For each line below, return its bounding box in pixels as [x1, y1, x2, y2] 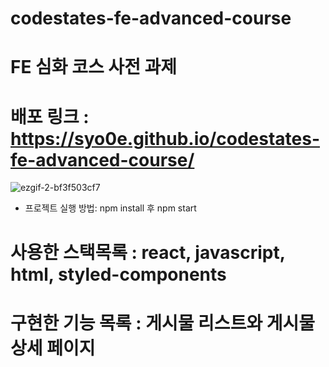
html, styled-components [10, 263, 227, 286]
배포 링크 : [10, 105, 90, 128]
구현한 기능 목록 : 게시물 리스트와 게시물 [10, 312, 316, 334]
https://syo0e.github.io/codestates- [10, 127, 321, 150]
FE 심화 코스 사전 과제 [10, 56, 178, 79]
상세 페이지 [10, 337, 96, 359]
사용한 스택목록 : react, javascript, [10, 241, 286, 264]
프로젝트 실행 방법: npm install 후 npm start [24, 202, 197, 214]
